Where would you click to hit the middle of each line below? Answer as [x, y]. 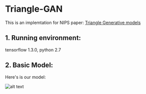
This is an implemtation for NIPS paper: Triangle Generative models [73, 23]
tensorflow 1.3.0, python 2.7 [33, 49]
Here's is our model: [25, 77]
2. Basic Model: [29, 65]
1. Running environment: [43, 38]
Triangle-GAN [34, 9]
